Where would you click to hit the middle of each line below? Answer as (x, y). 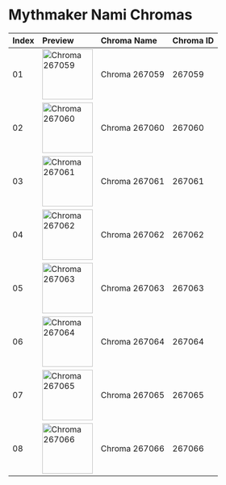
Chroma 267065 (133, 395)
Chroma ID (193, 40)
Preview (58, 40)
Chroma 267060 (133, 128)
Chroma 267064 (133, 341)
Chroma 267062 (133, 234)
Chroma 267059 (133, 74)
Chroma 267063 (133, 288)
